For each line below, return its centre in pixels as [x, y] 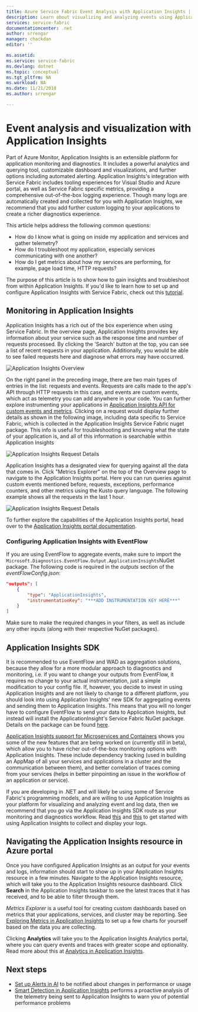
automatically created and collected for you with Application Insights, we [94, 201]
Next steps [27, 970]
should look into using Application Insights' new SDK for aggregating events [98, 700]
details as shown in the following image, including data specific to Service [96, 417]
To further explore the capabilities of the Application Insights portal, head [95, 520]
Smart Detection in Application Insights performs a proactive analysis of [102, 990]
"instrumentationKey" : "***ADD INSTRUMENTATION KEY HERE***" [104, 600]
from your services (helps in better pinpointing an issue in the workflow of [96, 773]
